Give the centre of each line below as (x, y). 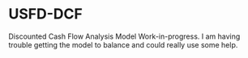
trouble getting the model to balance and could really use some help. (123, 44)
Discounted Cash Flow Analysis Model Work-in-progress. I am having (124, 36)
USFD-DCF (45, 14)
